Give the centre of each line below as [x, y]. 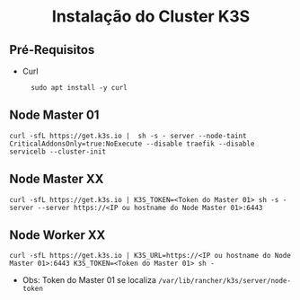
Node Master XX [57, 179]
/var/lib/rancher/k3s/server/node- [225, 281]
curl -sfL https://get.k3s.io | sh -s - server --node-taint [128, 136]
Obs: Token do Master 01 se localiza [89, 280]
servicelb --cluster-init [57, 151]
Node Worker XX [57, 235]
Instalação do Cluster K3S [151, 17]
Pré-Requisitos [52, 50]
